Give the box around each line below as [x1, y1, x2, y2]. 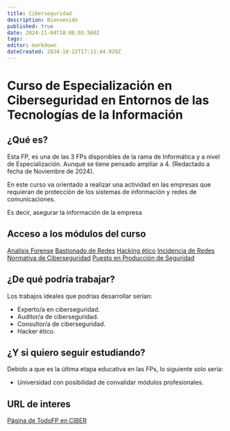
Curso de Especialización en [7, 78, 173, 93]
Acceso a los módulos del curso [7, 228, 146, 240]
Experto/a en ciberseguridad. [16, 305, 100, 313]
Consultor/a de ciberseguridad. [16, 320, 106, 328]
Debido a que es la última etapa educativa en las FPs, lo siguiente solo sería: [7, 365, 224, 373]
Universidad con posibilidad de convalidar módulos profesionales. [16, 378, 204, 386]
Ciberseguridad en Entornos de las [7, 93, 209, 108]
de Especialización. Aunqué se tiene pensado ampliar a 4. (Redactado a [7, 159, 210, 168]
